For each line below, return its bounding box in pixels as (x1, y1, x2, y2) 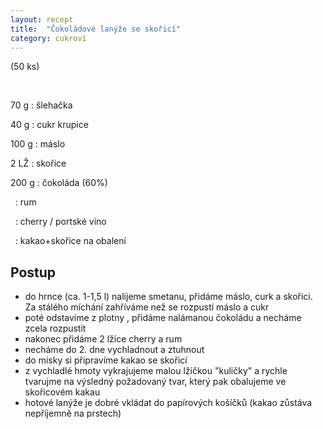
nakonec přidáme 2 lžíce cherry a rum (24, 333, 183, 345)
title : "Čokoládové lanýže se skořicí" (10, 24, 182, 34)
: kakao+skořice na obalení (14, 235, 127, 247)
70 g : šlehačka (10, 99, 73, 111)
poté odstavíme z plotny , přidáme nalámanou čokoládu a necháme (24, 312, 302, 324)
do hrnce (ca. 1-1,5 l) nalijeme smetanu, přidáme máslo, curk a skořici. (24, 291, 313, 303)
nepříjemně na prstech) (24, 407, 122, 420)
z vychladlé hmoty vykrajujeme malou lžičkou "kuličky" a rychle (24, 365, 288, 377)
